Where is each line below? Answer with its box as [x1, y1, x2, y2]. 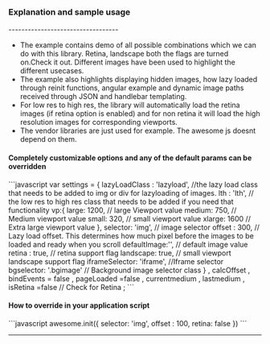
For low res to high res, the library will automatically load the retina [19, 100, 240, 110]
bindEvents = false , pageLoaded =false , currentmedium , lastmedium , [8, 273, 245, 284]
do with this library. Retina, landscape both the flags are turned [19, 49, 229, 59]
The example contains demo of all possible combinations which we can [19, 40, 257, 50]
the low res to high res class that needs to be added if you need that [8, 197, 235, 206]
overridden [8, 161, 47, 171]
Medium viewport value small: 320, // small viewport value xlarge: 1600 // [8, 213, 252, 223]
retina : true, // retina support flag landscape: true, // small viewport [8, 248, 231, 258]
